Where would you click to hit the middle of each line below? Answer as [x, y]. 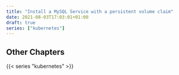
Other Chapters [36, 52]
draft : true [21, 22]
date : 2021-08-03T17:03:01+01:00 [47, 17]
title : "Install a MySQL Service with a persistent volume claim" [90, 12]
